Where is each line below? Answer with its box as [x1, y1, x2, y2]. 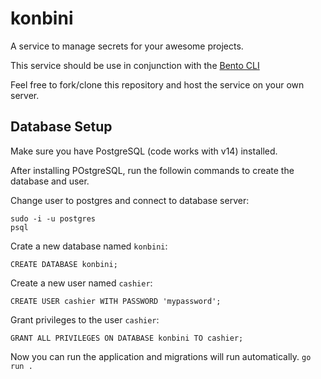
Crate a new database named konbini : [10, 240, 168, 252]
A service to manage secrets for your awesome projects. [10, 40, 244, 52]
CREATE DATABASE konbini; [10, 259, 118, 269]
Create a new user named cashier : [10, 277, 153, 289]
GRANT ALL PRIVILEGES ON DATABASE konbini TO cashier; [10, 333, 244, 343]
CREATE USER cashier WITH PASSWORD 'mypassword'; [10, 296, 222, 306]
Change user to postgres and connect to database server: [10, 194, 250, 206]
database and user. [10, 175, 90, 187]
